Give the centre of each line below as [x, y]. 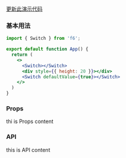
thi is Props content [30, 121]
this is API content [28, 150]
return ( [22, 55]
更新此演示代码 [24, 9]
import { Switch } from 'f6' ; [43, 39]
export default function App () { [47, 49]
